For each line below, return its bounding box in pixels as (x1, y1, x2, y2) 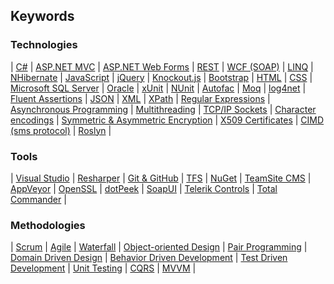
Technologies (10, 38, 78, 52)
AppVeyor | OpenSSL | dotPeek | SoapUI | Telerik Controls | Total (10, 182, 278, 194)
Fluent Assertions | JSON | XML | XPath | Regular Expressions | (10, 92, 271, 104)
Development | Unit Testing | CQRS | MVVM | (10, 262, 197, 274)
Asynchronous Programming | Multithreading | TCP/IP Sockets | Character (10, 103, 317, 115)
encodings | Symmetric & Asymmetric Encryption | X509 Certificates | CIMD (10, 114, 325, 126)
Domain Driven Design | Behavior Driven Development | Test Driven (10, 252, 288, 264)
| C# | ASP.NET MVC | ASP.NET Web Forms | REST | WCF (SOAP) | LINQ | (10, 60, 314, 73)
